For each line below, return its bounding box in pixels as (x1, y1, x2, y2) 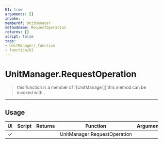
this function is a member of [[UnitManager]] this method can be (16, 84, 147, 90)
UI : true (5, 7, 23, 12)
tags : (5, 39, 16, 44)
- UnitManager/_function (5, 43, 55, 48)
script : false (5, 34, 34, 39)
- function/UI (5, 48, 34, 52)
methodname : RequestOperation (5, 25, 66, 30)
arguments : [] (5, 12, 34, 16)
